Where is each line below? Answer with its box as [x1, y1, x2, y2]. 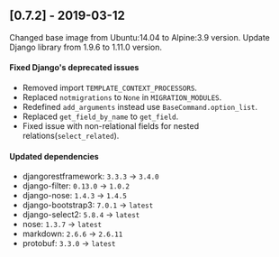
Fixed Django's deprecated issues [9, 62, 139, 73]
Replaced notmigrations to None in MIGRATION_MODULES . [22, 92, 222, 103]
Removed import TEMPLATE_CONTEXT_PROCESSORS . [22, 82, 198, 94]
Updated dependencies [9, 151, 99, 161]
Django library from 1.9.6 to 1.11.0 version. [9, 41, 163, 52]
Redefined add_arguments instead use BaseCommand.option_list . [22, 102, 258, 113]
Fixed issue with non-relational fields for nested [22, 121, 200, 132]
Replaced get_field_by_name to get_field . [22, 111, 179, 122]
